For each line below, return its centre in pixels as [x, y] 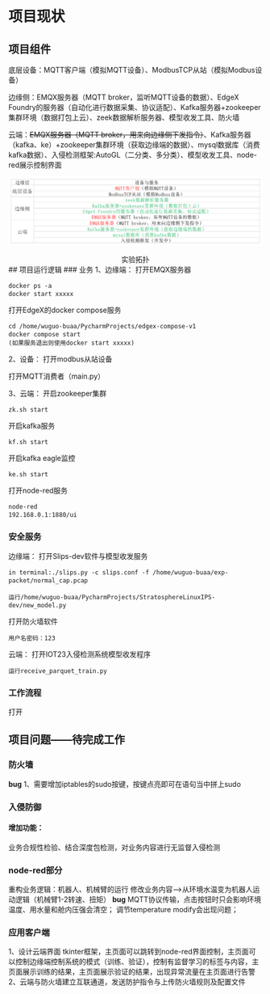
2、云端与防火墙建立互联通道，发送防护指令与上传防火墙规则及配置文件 [127, 982]
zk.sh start [28, 410]
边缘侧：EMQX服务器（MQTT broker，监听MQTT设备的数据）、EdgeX [124, 97]
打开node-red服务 [38, 491]
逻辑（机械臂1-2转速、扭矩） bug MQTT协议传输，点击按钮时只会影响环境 [138, 899]
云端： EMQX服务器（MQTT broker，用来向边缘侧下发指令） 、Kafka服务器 [130, 135]
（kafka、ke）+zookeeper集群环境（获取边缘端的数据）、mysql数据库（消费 [134, 145]
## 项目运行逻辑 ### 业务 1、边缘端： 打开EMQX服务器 [100, 270]
